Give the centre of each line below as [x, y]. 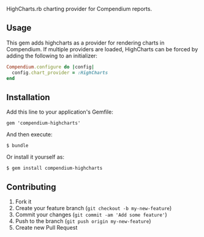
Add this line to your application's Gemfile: [60, 112]
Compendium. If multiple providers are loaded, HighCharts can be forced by [102, 49]
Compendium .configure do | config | [51, 67]
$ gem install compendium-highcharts [55, 168]
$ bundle [17, 146]
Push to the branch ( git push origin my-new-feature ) [83, 221]
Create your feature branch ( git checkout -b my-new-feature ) [93, 208]
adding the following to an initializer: [52, 56]
